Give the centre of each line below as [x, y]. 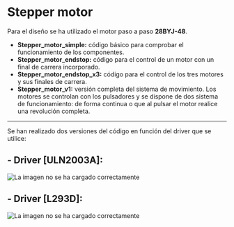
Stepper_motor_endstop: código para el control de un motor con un [116, 59]
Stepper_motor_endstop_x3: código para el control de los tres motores [120, 74]
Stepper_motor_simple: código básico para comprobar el [101, 44]
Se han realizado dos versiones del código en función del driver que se [109, 131]
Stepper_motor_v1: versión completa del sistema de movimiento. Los [117, 89]
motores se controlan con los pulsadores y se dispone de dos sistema [117, 96]
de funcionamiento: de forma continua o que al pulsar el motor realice [117, 103]
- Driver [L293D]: [45, 199]
